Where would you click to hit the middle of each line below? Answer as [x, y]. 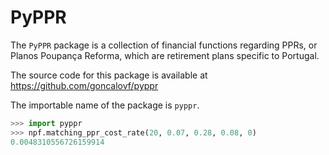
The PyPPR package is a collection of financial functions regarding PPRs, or [164, 45]
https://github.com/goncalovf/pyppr [84, 85]
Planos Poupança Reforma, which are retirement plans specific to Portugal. [165, 55]
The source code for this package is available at [109, 75]
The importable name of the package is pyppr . [105, 105]
